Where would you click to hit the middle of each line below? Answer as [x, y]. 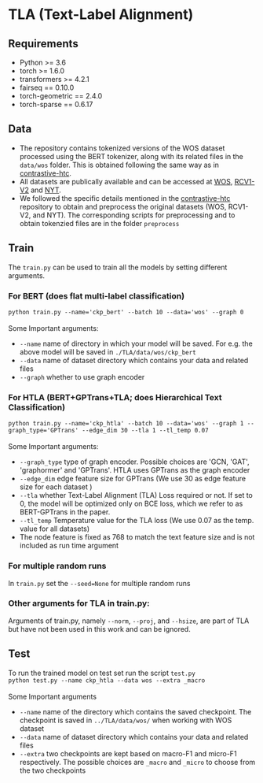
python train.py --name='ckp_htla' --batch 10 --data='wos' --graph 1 [126, 424]
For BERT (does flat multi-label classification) [97, 295]
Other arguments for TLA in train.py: [79, 603]
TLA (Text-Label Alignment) [101, 15]
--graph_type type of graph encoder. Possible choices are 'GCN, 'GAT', [134, 462]
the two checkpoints [53, 770]
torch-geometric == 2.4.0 [61, 96]
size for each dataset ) [56, 487]
